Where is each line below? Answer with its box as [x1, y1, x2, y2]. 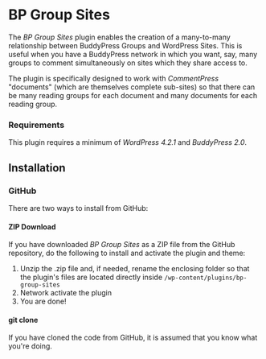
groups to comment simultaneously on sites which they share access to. [8, 58, 248, 68]
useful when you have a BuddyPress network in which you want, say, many [8, 49, 258, 59]
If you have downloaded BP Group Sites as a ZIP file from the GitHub [8, 240, 235, 250]
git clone [8, 315, 39, 324]
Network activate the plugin [19, 288, 113, 298]
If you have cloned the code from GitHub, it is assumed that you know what [8, 332, 258, 343]
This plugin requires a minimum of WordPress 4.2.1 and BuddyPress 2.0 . [8, 138, 248, 147]
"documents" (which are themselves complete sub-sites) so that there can [8, 82, 256, 92]
